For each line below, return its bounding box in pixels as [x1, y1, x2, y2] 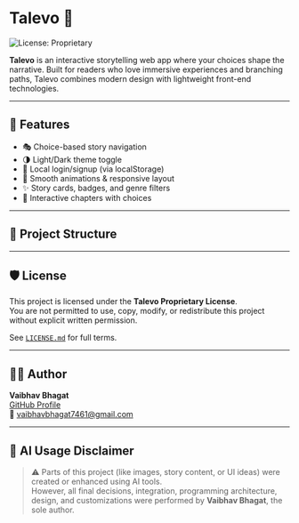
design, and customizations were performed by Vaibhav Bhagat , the [30, 495, 283, 505]
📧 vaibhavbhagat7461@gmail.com [9, 409, 133, 420]
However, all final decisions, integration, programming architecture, [30, 486, 278, 496]
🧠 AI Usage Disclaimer [9, 443, 135, 458]
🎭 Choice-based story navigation [21, 141, 147, 152]
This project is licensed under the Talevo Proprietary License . [9, 296, 238, 307]
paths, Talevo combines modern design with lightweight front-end [9, 73, 252, 84]
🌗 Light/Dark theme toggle [21, 154, 123, 165]
